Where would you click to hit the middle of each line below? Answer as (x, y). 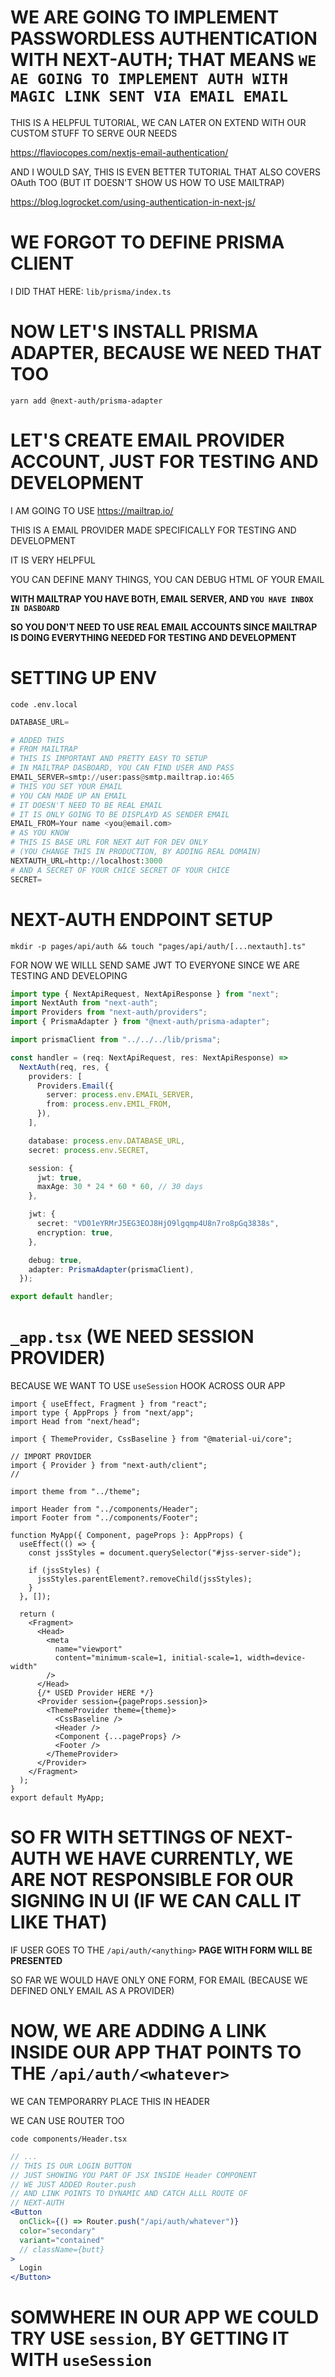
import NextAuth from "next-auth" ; (84, 1003)
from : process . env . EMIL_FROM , (109, 1104)
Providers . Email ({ (75, 1086)
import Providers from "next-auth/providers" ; (109, 1012)
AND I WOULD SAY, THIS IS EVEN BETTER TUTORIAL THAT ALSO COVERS (165, 172)
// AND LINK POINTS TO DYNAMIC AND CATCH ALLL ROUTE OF (129, 2194)
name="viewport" (88, 1649)
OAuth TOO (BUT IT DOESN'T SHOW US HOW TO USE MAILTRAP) (147, 182)
